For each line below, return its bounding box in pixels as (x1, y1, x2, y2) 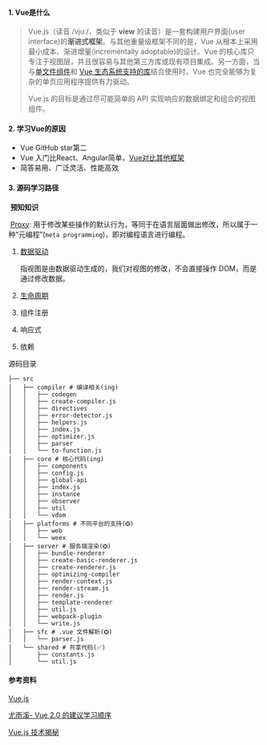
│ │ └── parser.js (8, 634, 84, 643)
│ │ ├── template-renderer (8, 598, 113, 606)
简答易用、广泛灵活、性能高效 (19, 163, 119, 172)
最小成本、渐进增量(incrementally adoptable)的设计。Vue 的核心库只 (27, 47, 255, 56)
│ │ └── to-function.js (8, 446, 103, 455)
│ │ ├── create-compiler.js (8, 397, 116, 405)
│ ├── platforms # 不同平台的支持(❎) (8, 520, 135, 528)
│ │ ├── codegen (8, 390, 78, 399)
